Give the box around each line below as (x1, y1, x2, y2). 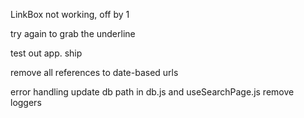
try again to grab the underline (10, 28, 136, 39)
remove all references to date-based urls (10, 67, 179, 78)
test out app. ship (10, 47, 83, 59)
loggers (10, 97, 42, 108)
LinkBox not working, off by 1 (10, 9, 130, 20)
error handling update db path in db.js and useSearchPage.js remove (10, 86, 295, 98)
